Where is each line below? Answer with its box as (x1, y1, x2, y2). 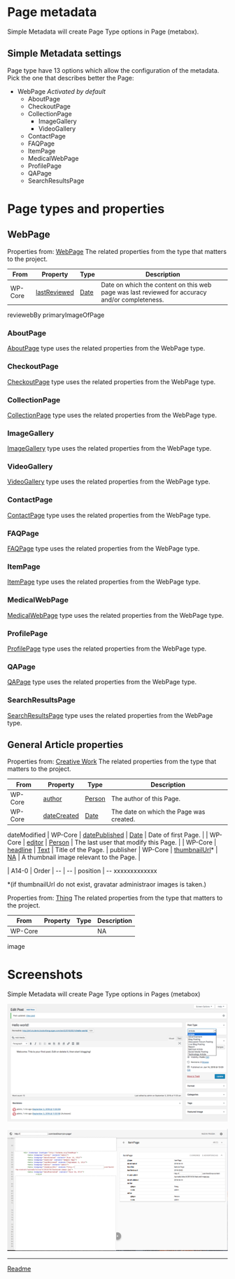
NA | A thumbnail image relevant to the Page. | (7, 853, 141, 861)
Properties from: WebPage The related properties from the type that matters (7, 247, 227, 255)
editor (27, 838, 44, 847)
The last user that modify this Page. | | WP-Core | (74, 838, 217, 847)
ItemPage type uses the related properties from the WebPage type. (7, 578, 201, 586)
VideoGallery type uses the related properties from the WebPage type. (7, 477, 211, 486)
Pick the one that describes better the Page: (7, 73, 134, 82)
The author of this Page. (111, 794, 180, 803)
